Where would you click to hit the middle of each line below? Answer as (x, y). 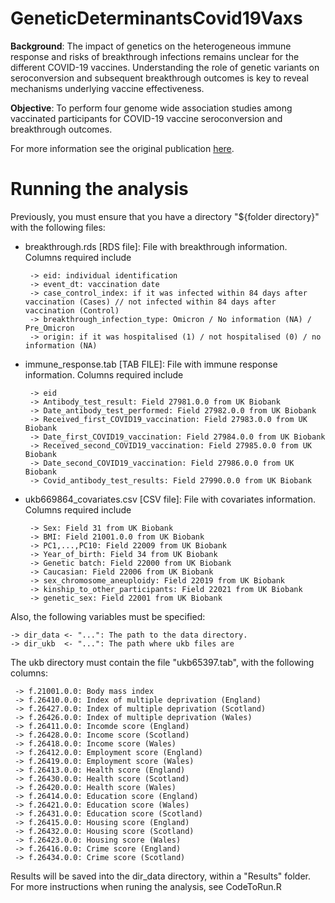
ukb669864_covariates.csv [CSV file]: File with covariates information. (170, 499)
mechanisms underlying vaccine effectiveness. (107, 88)
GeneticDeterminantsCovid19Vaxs (156, 18)
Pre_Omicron (49, 328)
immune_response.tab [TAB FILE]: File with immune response (151, 364)
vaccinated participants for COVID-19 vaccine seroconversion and (146, 118)
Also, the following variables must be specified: (108, 616)
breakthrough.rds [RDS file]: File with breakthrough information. (156, 246)
